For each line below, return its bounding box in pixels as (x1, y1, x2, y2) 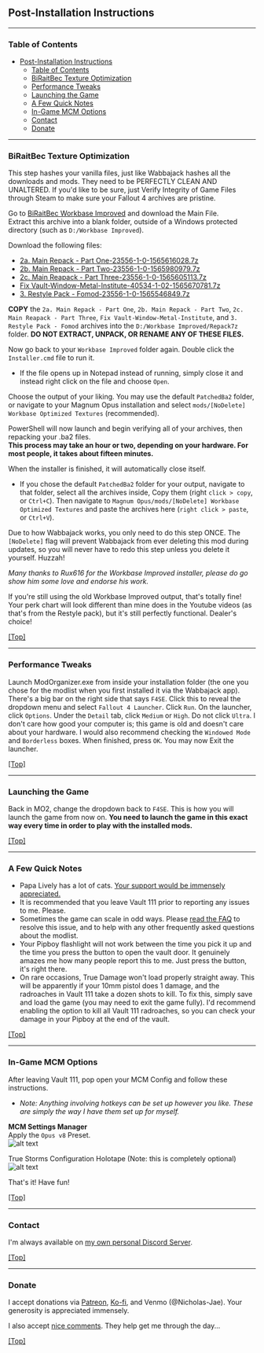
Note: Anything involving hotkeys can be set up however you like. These (19, 1098, 254, 1108)
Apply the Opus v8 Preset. (8, 1130, 91, 1139)
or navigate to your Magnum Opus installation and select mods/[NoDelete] (8, 400, 246, 410)
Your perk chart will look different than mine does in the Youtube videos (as (8, 601, 252, 610)
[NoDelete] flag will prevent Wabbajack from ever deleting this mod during (8, 536, 249, 546)
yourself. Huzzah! (8, 553, 65, 563)
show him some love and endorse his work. (8, 577, 149, 586)
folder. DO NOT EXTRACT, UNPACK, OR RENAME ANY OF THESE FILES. (8, 329, 244, 339)
